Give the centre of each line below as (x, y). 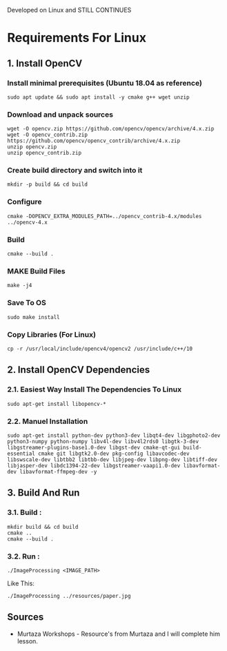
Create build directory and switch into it (75, 171)
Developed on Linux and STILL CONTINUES (69, 10)
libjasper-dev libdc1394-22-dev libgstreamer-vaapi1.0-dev (94, 465)
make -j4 (20, 286)
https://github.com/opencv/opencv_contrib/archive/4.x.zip (94, 141)
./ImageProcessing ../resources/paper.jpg (69, 596)
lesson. (27, 641)
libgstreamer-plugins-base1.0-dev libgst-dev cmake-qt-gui (94, 447)
